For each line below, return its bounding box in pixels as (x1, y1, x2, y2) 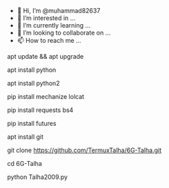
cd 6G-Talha (7, 160, 43, 167)
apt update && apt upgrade (7, 53, 84, 60)
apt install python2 (7, 79, 60, 87)
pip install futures (7, 120, 57, 127)
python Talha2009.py (7, 173, 68, 181)
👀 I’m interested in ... (17, 14, 76, 22)
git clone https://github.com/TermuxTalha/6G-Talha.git (7, 146, 162, 154)
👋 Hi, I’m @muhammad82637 (17, 7, 101, 15)
